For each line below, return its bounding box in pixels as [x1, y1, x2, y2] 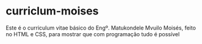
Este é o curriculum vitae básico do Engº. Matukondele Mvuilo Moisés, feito [5, 24, 197, 31]
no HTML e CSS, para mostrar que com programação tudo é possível [5, 30, 180, 37]
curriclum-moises [5, 4, 99, 18]
